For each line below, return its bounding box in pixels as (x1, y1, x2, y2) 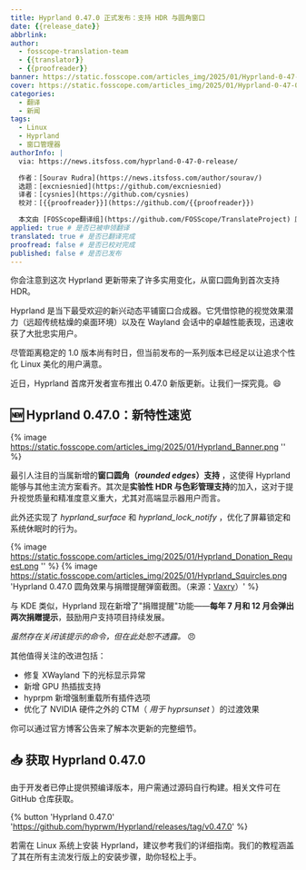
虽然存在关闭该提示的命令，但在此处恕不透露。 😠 (10, 631, 196, 642)
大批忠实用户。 (25, 328, 83, 339)
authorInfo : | (10, 148, 64, 157)
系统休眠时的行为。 (10, 523, 83, 534)
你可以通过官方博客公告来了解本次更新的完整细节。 (10, 723, 202, 734)
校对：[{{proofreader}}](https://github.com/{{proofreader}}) (18, 199, 255, 208)
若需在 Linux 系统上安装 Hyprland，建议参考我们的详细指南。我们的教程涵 (10, 840, 287, 850)
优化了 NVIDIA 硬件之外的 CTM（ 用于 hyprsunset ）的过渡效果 (23, 704, 260, 715)
